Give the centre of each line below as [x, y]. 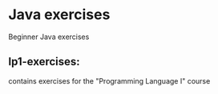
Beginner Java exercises [49, 37]
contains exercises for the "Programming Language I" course [109, 80]
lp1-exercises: [44, 62]
